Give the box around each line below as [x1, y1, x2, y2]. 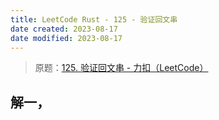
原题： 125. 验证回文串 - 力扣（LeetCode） [34, 62, 209, 74]
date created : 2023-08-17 [10, 24, 118, 34]
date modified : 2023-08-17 [10, 33, 123, 43]
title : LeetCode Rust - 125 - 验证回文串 [10, 14, 178, 25]
